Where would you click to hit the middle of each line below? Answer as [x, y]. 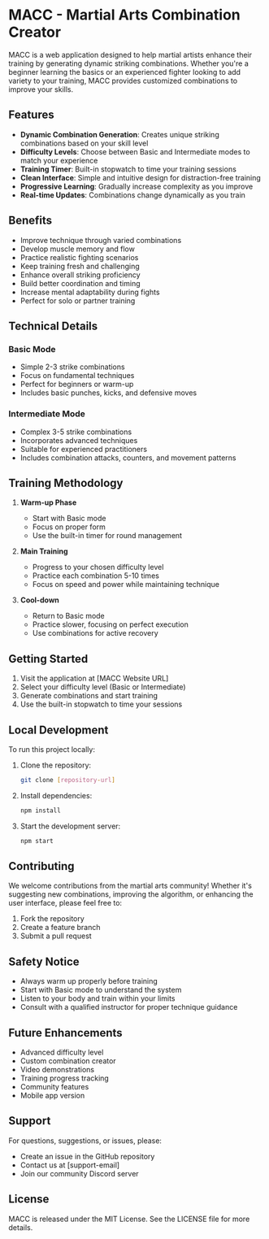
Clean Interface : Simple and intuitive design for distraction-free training [141, 177]
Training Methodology [66, 483]
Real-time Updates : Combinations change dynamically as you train [133, 195]
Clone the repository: [56, 765]
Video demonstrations [57, 1070]
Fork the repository [52, 919]
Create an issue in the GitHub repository [87, 1156]
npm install [40, 811]
